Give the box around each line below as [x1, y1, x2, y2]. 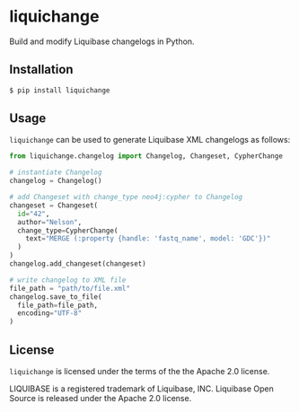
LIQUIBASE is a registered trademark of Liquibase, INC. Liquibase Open [9, 383, 274, 394]
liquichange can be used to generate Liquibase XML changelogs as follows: [9, 135, 291, 145]
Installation [9, 62, 74, 77]
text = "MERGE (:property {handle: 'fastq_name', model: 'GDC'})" [25, 234, 271, 243]
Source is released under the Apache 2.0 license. [9, 393, 192, 403]
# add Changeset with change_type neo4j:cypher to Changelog [9, 193, 243, 202]
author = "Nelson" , [17, 217, 83, 226]
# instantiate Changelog [9, 168, 102, 177]
